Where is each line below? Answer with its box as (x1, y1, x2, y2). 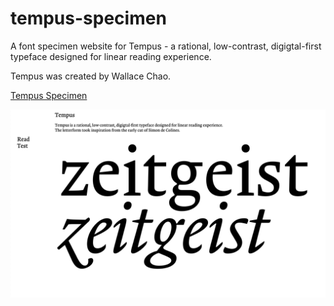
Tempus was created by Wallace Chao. (10, 70, 172, 82)
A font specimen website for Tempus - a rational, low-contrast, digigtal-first (10, 40, 322, 52)
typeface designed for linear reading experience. (10, 50, 212, 62)
